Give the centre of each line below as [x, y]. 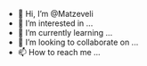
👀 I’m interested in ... [55, 23]
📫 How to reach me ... [59, 52]
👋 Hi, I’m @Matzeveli [55, 14]
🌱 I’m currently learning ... [65, 33]
